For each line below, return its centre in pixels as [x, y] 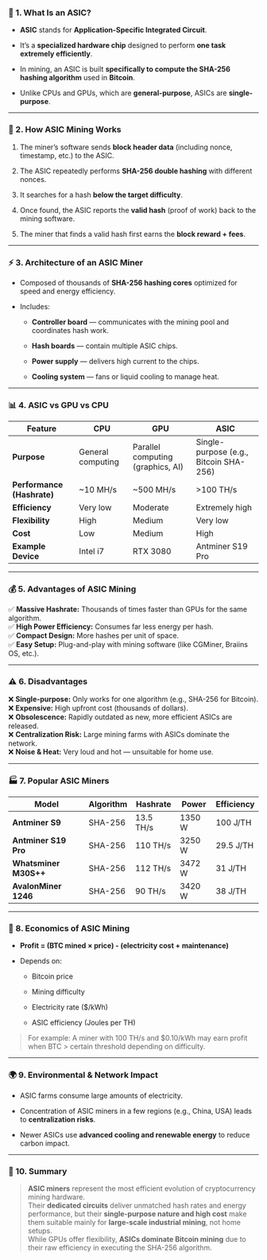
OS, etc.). [24, 653]
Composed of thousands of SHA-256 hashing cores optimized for [129, 282]
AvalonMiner [37, 886]
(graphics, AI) [158, 467]
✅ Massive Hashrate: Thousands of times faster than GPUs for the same [128, 609]
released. [23, 726]
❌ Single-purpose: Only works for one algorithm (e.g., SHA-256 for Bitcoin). [133, 699]
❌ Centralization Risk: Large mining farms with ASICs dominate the [119, 734]
